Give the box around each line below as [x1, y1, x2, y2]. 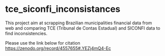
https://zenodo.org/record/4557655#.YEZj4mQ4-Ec [5, 45, 111, 51]
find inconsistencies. [5, 30, 48, 36]
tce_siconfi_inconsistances [5, 3, 120, 15]
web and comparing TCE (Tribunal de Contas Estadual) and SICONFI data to [5, 25, 161, 31]
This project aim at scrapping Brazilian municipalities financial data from [5, 20, 152, 26]
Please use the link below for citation [5, 40, 80, 46]
